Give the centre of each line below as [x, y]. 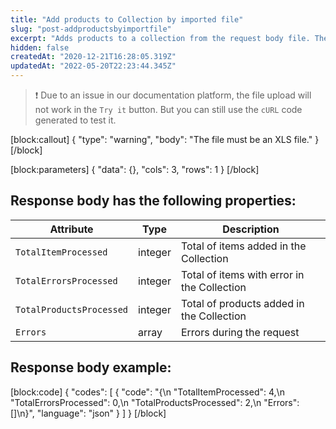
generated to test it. [75, 120]
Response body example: [91, 367]
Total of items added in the [243, 246]
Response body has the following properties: [153, 201]
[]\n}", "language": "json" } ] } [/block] [88, 413]
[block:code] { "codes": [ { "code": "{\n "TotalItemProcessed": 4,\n [147, 392]
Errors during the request [240, 332]
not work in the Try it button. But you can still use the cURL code [168, 109]
